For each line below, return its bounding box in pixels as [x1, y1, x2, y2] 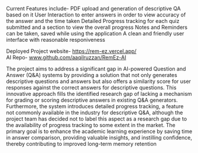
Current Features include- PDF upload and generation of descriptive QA [6, 5, 181, 12]
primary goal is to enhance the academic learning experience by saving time [6, 128, 193, 135]
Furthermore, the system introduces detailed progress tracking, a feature [6, 103, 184, 109]
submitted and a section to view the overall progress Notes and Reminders [6, 24, 188, 31]
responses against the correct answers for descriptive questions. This [6, 84, 177, 91]
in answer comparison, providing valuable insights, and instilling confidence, [6, 134, 192, 141]
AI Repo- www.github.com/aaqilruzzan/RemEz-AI [6, 54, 126, 61]
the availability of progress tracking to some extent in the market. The [6, 122, 176, 128]
